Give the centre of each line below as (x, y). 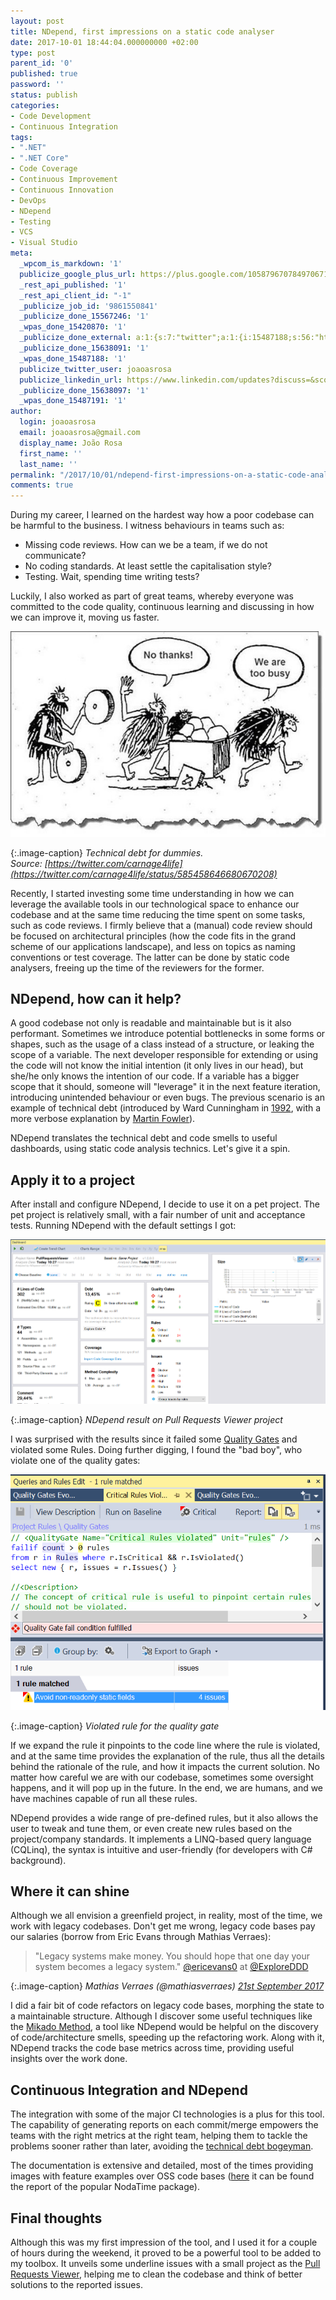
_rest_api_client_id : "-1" (75, 295)
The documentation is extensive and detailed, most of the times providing (162, 2166)
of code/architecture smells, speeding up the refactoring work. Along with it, (167, 2037)
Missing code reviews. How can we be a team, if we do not (146, 545)
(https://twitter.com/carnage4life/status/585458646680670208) (144, 874)
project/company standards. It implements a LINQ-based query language (161, 1839)
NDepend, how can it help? (96, 998)
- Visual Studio (44, 243)
